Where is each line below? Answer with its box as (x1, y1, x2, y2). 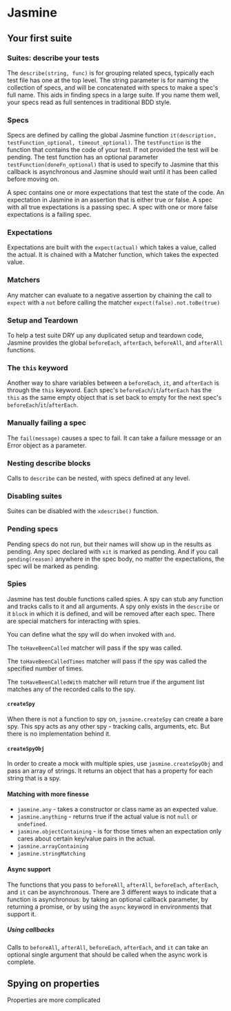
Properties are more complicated (7, 996, 101, 1004)
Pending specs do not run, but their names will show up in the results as (7, 540, 212, 548)
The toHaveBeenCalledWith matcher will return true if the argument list (7, 677, 205, 686)
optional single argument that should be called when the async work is (7, 950, 208, 959)
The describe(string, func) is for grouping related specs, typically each (7, 68, 214, 77)
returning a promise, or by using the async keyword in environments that (7, 903, 212, 911)
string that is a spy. (7, 774, 61, 782)
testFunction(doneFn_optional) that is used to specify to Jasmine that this (7, 160, 219, 168)
